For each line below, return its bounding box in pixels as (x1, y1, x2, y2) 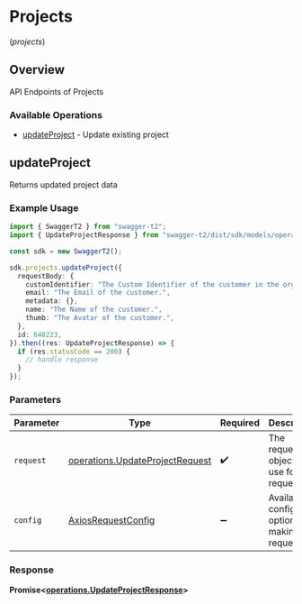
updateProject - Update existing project (22, 129, 169, 141)
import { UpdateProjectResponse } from (9, 231, 159, 240)
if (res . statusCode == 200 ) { (17, 347, 130, 356)
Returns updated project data (9, 178, 119, 190)
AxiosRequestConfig (67, 514, 155, 526)
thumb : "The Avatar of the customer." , (25, 314, 175, 323)
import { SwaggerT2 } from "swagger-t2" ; (9, 223, 167, 232)
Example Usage (9, 201, 79, 214)
